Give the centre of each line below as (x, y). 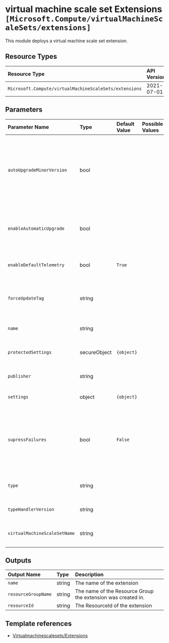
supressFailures (27, 439)
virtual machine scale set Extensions (84, 9)
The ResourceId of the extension (114, 606)
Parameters (24, 110)
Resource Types (31, 57)
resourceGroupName (30, 594)
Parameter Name (28, 127)
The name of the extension (107, 583)
